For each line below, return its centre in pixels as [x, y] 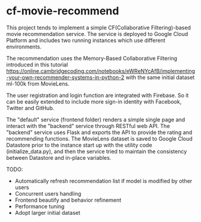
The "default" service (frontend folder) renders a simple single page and [96, 119]
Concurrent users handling [48, 193]
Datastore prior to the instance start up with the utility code [79, 145]
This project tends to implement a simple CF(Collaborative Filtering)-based [98, 28]
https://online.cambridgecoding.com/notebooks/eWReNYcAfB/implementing [101, 71]
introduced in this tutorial [37, 65]
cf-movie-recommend [63, 11]
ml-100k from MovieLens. [38, 83]
